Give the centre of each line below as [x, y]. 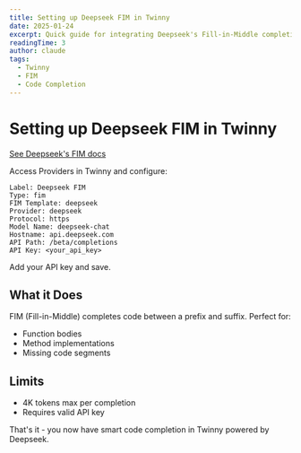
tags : [19, 59]
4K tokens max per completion [79, 403]
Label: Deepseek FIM [48, 187]
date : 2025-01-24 [42, 26]
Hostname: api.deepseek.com [62, 234]
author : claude [38, 51]
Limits [27, 381]
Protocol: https [39, 219]
